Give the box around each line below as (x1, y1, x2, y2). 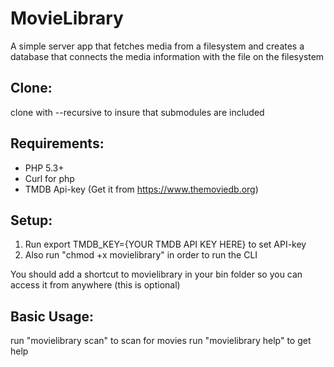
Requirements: (10, 135, 105, 152)
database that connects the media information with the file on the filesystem (10, 50, 325, 62)
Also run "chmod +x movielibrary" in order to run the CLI (24, 249, 258, 261)
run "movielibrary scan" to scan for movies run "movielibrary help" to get (10, 335, 312, 347)
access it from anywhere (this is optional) (10, 279, 181, 291)
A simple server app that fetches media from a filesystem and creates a (10, 40, 305, 52)
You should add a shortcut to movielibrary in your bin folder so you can (10, 268, 303, 281)
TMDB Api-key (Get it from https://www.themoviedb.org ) (24, 183, 259, 195)
